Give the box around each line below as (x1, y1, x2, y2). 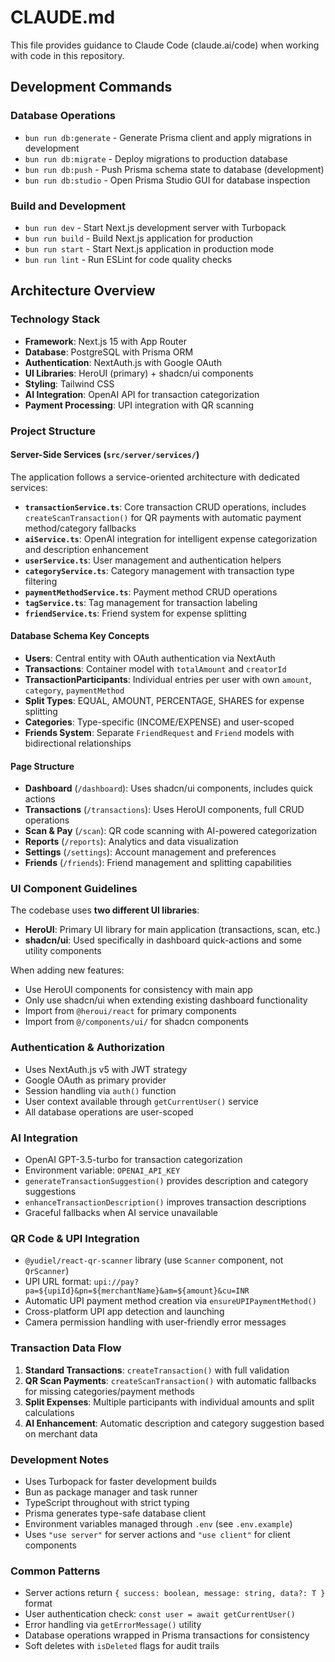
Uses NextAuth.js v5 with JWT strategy (24, 1063, 188, 1075)
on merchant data (24, 1427, 98, 1440)
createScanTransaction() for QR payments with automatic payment (24, 511, 302, 523)
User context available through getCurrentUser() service (24, 1095, 259, 1107)
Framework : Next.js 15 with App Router (24, 335, 187, 347)
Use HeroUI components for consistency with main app (24, 984, 253, 996)
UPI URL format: (24, 1276, 92, 1288)
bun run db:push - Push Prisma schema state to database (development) (24, 163, 325, 175)
